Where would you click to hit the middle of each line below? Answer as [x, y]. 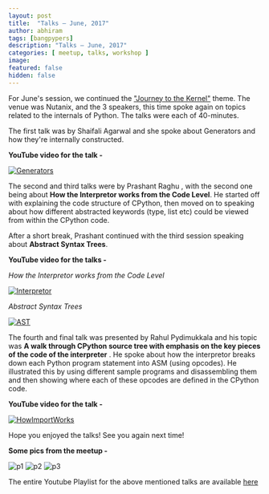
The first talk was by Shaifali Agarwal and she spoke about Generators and [132, 131]
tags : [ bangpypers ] [41, 38]
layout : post [30, 16]
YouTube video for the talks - [57, 259]
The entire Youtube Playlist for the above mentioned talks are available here [133, 481]
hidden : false [32, 75]
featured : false [35, 68]
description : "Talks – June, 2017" [68, 46]
